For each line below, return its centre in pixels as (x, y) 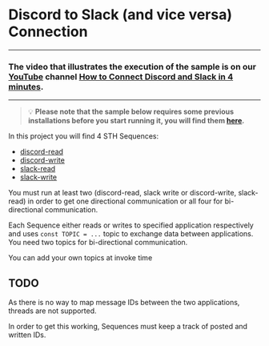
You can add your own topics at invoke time (80, 258)
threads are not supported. (53, 311)
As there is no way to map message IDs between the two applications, (124, 303)
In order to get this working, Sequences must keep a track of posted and (128, 327)
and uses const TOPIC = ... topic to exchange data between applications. (131, 234)
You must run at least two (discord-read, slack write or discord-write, (122, 193)
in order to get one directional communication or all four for (125, 201)
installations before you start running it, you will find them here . (136, 121)
